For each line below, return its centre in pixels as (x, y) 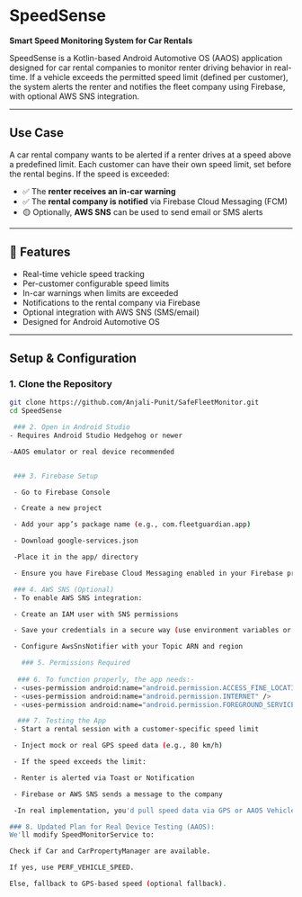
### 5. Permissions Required (75, 663)
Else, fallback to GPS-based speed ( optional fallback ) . (118, 884)
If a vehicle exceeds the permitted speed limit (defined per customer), (160, 76)
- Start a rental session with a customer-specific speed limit (136, 730)
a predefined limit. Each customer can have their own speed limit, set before (151, 164)
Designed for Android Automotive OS (91, 321)
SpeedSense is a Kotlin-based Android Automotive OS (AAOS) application (146, 58)
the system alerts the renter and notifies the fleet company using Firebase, (147, 86)
